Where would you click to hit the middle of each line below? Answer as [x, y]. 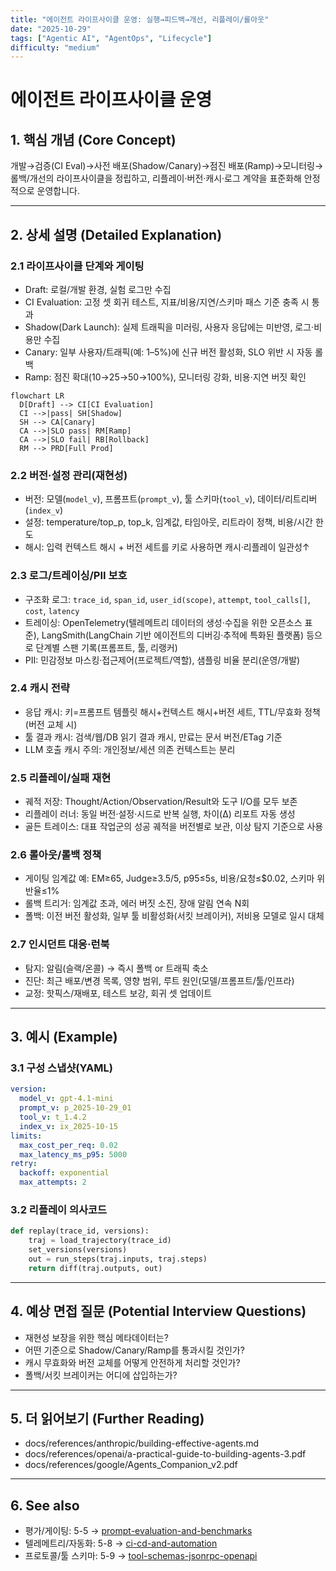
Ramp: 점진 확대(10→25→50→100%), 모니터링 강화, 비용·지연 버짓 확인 [165, 377]
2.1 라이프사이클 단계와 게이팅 [77, 266]
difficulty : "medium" [55, 47]
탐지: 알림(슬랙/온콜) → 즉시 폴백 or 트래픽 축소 [116, 968]
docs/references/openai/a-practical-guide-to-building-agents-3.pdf [165, 1454]
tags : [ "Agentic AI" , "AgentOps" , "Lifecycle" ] [111, 38]
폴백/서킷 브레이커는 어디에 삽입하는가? [101, 1375]
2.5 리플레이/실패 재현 [61, 778]
